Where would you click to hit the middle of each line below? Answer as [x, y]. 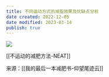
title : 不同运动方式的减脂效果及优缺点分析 [52, 11]
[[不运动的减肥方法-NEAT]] [38, 56]
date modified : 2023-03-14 [39, 22]
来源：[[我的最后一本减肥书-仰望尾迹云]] [55, 68]
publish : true [23, 28]
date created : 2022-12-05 [38, 17]
